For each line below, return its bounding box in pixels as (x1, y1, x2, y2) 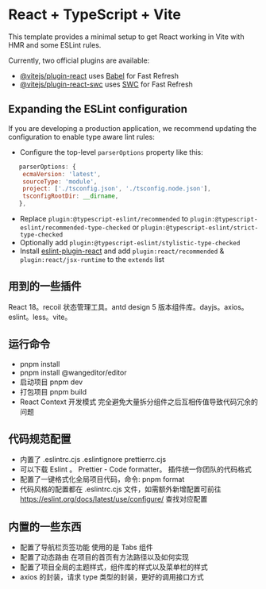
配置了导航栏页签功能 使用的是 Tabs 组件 (19, 542, 153, 552)
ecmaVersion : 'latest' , (22, 170, 102, 178)
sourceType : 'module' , (22, 177, 98, 186)
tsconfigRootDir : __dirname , (22, 192, 119, 200)
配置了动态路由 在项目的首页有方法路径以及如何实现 (19, 552, 189, 562)
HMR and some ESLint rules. (8, 40, 102, 49)
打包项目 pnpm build (19, 387, 87, 396)
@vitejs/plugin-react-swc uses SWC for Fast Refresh (19, 79, 193, 89)
